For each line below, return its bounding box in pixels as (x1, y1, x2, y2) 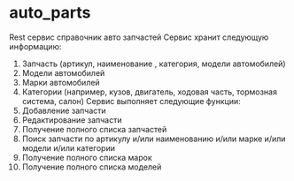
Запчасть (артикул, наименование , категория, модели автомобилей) (21, 58, 286, 69)
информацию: (9, 41, 62, 51)
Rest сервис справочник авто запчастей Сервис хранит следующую (9, 32, 269, 42)
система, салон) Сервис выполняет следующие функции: (21, 95, 241, 106)
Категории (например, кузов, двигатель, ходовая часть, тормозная (21, 87, 277, 97)
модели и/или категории (21, 142, 115, 153)
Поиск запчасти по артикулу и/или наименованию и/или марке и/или (21, 133, 286, 144)
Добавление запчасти (21, 105, 106, 116)
